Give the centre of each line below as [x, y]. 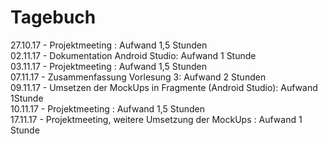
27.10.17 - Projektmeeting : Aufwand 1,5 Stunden [109, 45]
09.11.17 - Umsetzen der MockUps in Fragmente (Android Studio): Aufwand [164, 87]
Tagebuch [53, 17]
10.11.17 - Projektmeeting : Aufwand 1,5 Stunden [107, 108]
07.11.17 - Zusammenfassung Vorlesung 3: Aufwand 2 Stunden [138, 77]
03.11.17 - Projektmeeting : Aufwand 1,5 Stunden [108, 66]
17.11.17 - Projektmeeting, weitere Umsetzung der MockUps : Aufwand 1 [156, 119]
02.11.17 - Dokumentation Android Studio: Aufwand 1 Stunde [133, 55]
